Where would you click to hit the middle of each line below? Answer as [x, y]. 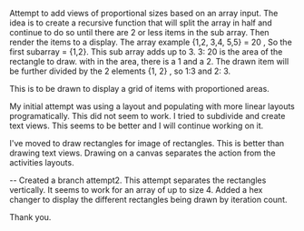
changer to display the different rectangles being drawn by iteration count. [148, 200]
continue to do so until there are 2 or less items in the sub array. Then [139, 32]
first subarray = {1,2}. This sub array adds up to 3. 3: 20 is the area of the [146, 52]
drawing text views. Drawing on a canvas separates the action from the [142, 153]
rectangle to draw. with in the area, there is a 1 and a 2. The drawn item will [149, 61]
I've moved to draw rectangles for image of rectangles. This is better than [147, 143]
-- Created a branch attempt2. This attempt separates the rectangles [138, 180]
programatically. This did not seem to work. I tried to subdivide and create [147, 116]
